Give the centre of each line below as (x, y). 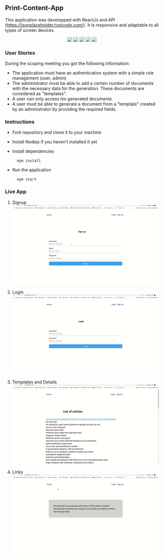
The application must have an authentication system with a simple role (83, 73)
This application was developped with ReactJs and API (60, 20)
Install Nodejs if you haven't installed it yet (55, 142)
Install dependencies (33, 151)
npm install (29, 161)
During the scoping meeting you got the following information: (68, 63)
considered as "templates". (39, 94)
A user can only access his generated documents (62, 99)
